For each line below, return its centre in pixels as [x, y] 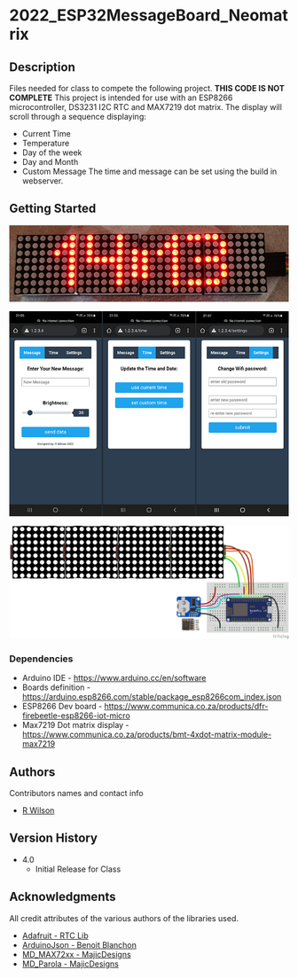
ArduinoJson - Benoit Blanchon [79, 944]
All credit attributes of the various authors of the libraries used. [124, 918]
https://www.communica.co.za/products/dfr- [186, 707]
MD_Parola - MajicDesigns [71, 964]
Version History [53, 838]
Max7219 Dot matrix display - [76, 725]
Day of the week [52, 153]
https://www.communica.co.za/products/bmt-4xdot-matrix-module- [147, 735]
